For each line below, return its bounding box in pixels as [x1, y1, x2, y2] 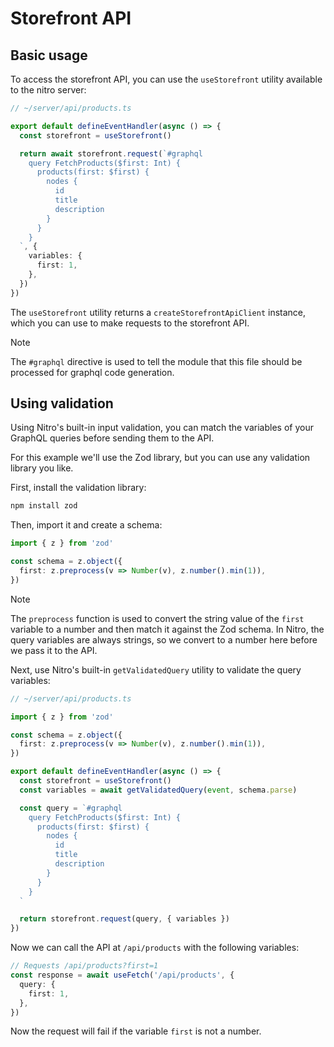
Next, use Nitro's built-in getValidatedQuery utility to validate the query [10, 663, 302, 676]
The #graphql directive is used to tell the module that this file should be [10, 355, 303, 367]
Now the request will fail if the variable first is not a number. [10, 1025, 262, 1037]
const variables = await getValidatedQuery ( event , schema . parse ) [19, 785, 298, 795]
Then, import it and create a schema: [10, 519, 163, 531]
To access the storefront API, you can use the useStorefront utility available [10, 73, 323, 85]
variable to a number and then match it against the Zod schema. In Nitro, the [10, 623, 325, 635]
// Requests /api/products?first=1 [10, 961, 159, 971]
